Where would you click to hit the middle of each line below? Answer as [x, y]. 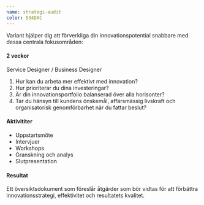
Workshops [30, 148]
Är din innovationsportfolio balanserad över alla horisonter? [90, 94]
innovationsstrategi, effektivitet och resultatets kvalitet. [76, 195]
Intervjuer [27, 141]
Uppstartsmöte [34, 135]
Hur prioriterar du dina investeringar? [62, 88]
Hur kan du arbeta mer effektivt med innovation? [76, 81]
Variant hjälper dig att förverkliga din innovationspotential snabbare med [97, 35]
